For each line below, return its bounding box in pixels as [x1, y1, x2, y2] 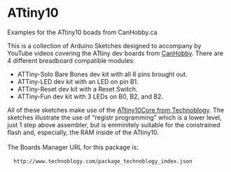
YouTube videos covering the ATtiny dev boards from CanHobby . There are [7, 49, 224, 57]
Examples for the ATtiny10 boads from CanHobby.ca [7, 28, 157, 36]
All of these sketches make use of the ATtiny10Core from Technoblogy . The [7, 106, 225, 114]
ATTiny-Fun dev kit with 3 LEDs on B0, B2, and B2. [17, 92, 163, 101]
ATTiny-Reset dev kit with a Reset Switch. [17, 85, 138, 93]
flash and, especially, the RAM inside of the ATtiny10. [7, 128, 160, 136]
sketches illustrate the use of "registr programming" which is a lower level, [7, 113, 222, 122]
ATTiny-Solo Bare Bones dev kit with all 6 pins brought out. [17, 70, 188, 78]
